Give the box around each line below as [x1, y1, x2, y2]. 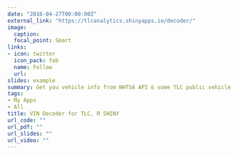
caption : [14, 30, 40, 38]
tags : [7, 90, 24, 97]
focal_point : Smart [14, 37, 72, 44]
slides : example [7, 76, 56, 84]
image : [7, 24, 27, 31]
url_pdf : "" [7, 123, 43, 131]
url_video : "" [7, 136, 50, 144]
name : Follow [14, 64, 53, 71]
